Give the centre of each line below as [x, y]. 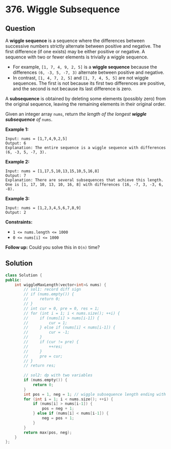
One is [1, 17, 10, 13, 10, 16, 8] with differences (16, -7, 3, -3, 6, [84, 185]
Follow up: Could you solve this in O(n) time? [53, 247]
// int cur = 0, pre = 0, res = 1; [62, 309]
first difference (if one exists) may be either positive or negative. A [75, 52]
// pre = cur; [43, 356]
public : [14, 280]
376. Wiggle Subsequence [63, 9]
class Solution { [24, 275]
